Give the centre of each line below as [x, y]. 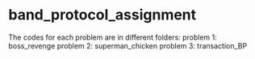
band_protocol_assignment [102, 15]
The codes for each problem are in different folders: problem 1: [113, 37]
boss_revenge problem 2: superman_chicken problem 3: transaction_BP [128, 45]
